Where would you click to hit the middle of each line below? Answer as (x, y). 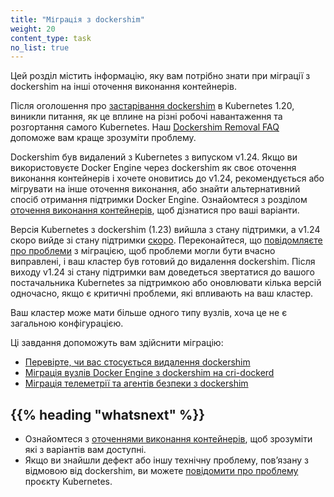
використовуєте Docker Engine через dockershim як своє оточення (153, 168)
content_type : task (51, 38)
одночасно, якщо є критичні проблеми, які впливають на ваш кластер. (162, 293)
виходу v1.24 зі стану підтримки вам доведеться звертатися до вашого (162, 272)
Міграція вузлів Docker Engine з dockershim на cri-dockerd (149, 373)
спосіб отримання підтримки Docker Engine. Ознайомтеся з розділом (159, 200)
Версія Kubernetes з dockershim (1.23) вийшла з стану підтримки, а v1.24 (165, 230)
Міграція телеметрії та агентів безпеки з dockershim (136, 383)
